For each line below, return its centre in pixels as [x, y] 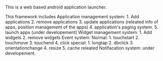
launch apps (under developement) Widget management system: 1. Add [79, 32]
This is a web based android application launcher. [56, 7]
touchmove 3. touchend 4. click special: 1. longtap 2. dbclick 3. [70, 43]
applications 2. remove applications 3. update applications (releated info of [82, 22]
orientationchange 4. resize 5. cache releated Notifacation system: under [80, 48]
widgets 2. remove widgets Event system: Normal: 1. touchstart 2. [72, 37]
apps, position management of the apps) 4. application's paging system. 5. [82, 27]
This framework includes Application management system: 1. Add [72, 16]
